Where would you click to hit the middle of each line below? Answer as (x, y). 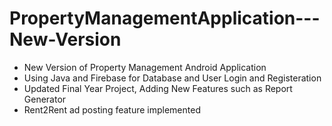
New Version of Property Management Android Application (145, 67)
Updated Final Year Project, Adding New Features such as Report (158, 88)
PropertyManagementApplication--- (165, 18)
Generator (45, 99)
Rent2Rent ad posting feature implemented (112, 109)
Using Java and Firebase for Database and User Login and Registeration (172, 78)
